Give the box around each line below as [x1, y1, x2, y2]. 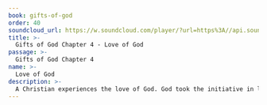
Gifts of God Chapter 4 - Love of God [15, 41, 145, 49]
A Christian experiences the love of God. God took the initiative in [15, 84, 254, 93]
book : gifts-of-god [8, 11, 73, 20]
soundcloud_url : [8, 26, 62, 34]
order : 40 [8, 19, 41, 27]
